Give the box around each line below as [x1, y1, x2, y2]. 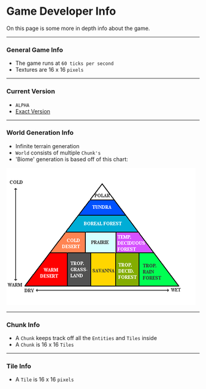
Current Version [6, 87, 55, 96]
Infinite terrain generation [15, 142, 80, 149]
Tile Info [6, 362, 32, 371]
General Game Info [6, 45, 63, 54]
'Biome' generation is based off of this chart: [15, 155, 129, 163]
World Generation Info [6, 129, 74, 137]
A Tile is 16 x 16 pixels [15, 376, 74, 383]
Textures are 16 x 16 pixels [15, 66, 84, 74]
